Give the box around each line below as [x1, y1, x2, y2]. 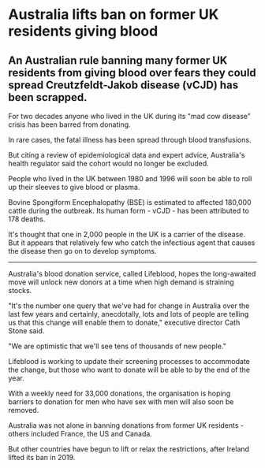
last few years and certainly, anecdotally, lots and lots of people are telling [8, 310, 249, 318]
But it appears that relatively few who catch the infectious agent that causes [8, 238, 256, 247]
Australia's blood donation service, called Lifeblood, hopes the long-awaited [8, 269, 256, 278]
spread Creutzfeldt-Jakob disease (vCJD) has [8, 78, 239, 91]
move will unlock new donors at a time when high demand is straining [8, 277, 234, 287]
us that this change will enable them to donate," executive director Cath [8, 318, 241, 327]
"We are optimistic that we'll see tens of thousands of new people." [8, 341, 226, 351]
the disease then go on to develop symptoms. [8, 247, 157, 255]
